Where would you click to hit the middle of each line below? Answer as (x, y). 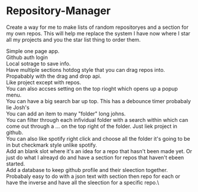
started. (16, 164)
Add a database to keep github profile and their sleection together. (87, 170)
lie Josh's (18, 107)
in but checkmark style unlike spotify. (52, 145)
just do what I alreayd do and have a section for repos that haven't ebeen (95, 157)
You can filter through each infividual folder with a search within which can (97, 120)
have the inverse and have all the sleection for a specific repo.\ (83, 182)
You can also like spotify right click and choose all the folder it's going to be (98, 138)
